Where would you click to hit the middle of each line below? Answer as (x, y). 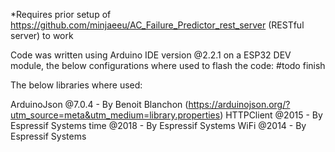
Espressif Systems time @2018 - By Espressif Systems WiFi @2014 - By (158, 125)
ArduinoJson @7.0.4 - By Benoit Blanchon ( (99, 104)
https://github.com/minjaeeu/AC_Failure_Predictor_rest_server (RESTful (157, 25)
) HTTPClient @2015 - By (271, 115)
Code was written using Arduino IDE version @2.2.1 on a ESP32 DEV (151, 55)
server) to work (42, 35)
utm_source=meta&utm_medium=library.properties (115, 115)
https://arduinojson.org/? (239, 104)
